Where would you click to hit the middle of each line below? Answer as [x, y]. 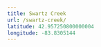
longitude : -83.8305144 [42, 33]
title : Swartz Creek [37, 13]
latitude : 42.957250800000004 [51, 26]
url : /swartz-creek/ [37, 20]
